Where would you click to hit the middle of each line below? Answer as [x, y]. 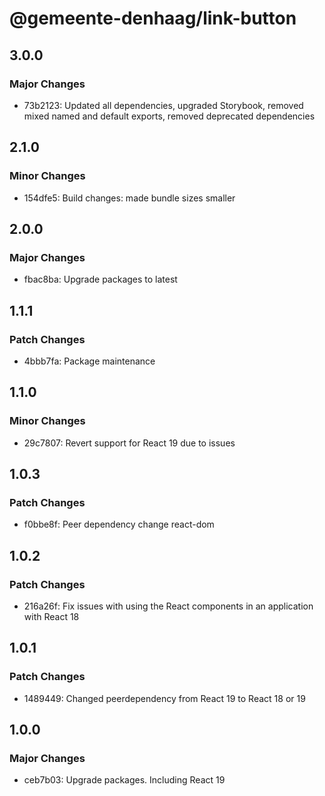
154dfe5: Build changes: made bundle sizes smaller [129, 198]
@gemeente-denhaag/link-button [153, 18]
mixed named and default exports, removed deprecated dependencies [169, 116]
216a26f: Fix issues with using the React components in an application [168, 606]
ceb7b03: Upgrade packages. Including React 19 [124, 780]
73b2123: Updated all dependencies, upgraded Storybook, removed [163, 105]
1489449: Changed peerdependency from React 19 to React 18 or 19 [164, 698]
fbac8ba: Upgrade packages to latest [100, 279]
